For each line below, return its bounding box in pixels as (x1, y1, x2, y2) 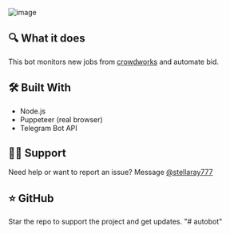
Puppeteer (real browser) (19, 114, 104, 124)
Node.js (19, 106, 46, 116)
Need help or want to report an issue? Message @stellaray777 (8, 168, 213, 177)
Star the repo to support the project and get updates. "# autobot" (8, 216, 223, 227)
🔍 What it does (8, 32, 85, 46)
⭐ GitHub (8, 192, 54, 205)
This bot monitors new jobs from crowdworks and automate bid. (8, 57, 220, 66)
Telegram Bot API (19, 123, 77, 133)
